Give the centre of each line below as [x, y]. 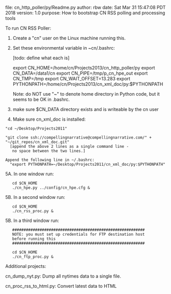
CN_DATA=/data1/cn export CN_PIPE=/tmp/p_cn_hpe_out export [80, 73]
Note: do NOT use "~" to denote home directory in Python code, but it [86, 94]
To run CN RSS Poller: [28, 28]
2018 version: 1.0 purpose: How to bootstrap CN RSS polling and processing [85, 13]
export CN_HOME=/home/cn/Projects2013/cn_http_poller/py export [84, 68]
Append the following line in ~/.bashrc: [50, 160]
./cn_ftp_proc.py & [33, 257]
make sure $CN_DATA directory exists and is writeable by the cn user [86, 109]
